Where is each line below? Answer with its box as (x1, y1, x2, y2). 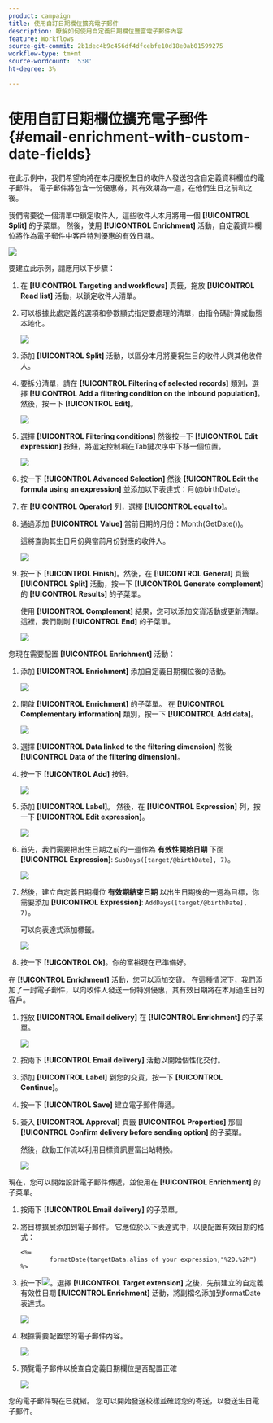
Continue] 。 (19, 1082, 63, 1092)
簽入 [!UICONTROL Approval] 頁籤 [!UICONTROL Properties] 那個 (19, 1117, 243, 1127)
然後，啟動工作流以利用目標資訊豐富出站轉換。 (19, 1145, 177, 1154)
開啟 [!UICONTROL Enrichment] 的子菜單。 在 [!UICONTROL (19, 698, 225, 708)
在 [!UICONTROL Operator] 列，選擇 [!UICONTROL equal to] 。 (19, 501, 232, 511)
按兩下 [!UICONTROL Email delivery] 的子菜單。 (19, 1204, 183, 1214)
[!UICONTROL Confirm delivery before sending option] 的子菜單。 (19, 1127, 246, 1136)
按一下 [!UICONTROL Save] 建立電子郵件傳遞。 (19, 1100, 180, 1110)
